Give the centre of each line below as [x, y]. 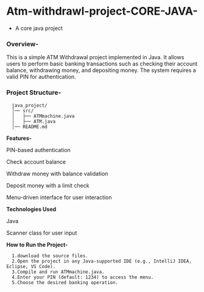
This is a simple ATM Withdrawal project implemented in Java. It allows [95, 57]
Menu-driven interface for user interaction [59, 197]
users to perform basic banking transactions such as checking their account [102, 64]
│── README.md [30, 126]
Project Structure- [34, 93]
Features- [19, 138]
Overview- [23, 44]
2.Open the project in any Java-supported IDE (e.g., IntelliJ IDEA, [102, 261]
